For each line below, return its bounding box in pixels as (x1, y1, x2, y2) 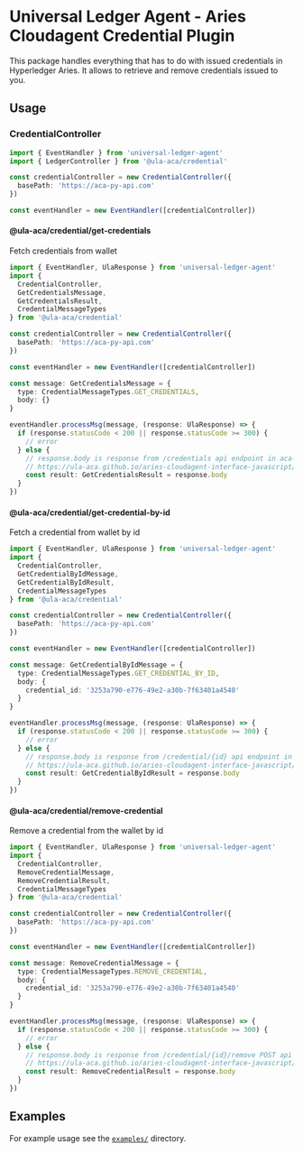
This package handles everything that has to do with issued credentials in (9, 55, 283, 66)
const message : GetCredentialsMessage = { (9, 379, 171, 388)
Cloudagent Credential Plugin (9, 25, 235, 46)
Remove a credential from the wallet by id (9, 826, 164, 836)
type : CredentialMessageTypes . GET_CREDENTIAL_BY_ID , (17, 669, 220, 678)
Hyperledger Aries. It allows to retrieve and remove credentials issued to (9, 65, 279, 76)
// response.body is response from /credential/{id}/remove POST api (25, 1050, 293, 1059)
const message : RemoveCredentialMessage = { (9, 958, 179, 967)
